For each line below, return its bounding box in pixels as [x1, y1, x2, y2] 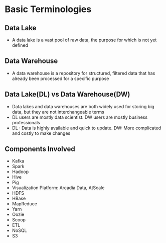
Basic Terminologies [5, 4, 92, 15]
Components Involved [5, 145, 76, 153]
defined [12, 42, 29, 48]
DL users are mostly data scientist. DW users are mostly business [12, 114, 148, 120]
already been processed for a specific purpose [12, 75, 109, 82]
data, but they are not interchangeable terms [12, 109, 105, 115]
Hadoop [12, 169, 29, 175]
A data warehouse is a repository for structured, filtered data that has [12, 70, 155, 76]
